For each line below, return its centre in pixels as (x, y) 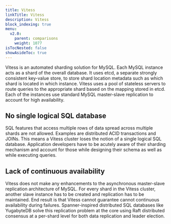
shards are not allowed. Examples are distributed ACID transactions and (81, 134)
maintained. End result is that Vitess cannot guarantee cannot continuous (82, 200)
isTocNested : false (26, 48)
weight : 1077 (28, 43)
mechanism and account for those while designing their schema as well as (84, 150)
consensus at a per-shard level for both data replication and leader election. (85, 216)
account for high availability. (35, 99)
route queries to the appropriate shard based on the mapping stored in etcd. (85, 89)
